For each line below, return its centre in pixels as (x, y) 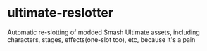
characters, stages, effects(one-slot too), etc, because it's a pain (101, 39)
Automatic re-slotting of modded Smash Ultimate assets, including (104, 32)
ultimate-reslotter (61, 13)
